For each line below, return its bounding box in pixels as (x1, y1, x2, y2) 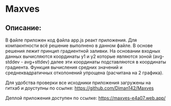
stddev (5, 59, 20, 65)
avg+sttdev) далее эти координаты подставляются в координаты (24, 59, 166, 65)
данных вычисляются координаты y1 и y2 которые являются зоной (5, 53, 152, 59)
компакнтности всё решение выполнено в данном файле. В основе (5, 43, 153, 49)
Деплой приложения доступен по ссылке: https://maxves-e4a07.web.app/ (5, 95, 166, 101)
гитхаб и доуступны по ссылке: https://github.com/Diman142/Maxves (5, 85, 154, 91)
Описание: (5, 24, 42, 32)
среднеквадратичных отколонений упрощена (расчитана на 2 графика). (5, 70, 163, 76)
